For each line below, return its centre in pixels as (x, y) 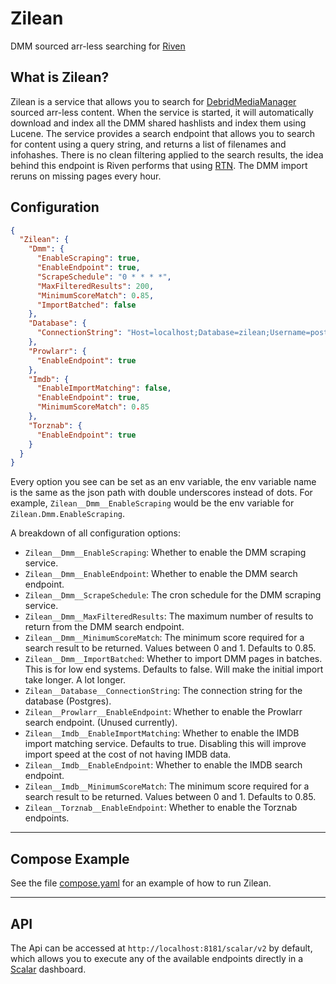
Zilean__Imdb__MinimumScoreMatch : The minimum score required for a (167, 786)
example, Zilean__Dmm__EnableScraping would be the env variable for (152, 503)
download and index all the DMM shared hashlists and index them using (158, 123)
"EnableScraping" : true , (88, 258)
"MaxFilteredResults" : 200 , (95, 286)
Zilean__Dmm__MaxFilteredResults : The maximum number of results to (169, 616)
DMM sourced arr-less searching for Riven (98, 46)
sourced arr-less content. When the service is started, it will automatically (162, 112)
